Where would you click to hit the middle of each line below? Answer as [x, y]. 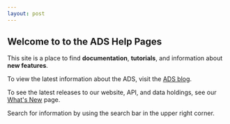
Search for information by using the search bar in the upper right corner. [111, 113]
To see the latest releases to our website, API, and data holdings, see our [112, 92]
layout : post [26, 14]
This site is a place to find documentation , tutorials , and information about [115, 58]
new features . [28, 66]
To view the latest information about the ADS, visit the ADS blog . [100, 79]
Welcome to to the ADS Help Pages [85, 42]
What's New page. [34, 100]
